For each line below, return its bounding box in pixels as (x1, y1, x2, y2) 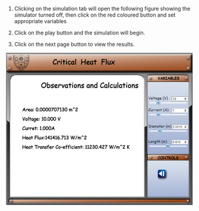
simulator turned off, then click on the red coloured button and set (14, 11, 176, 18)
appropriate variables (14, 18, 67, 24)
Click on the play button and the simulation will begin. (14, 29, 146, 36)
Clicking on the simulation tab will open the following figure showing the (14, 5, 191, 12)
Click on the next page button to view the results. (14, 41, 135, 48)
